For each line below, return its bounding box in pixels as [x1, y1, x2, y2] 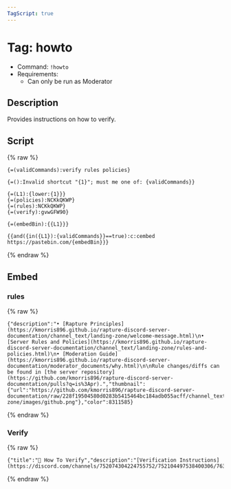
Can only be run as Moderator [27, 77, 113, 85]
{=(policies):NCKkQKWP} [7, 197, 76, 204]
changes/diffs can [167, 362, 220, 369]
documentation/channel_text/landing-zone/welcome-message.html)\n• [7, 332, 205, 339]
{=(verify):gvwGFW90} [7, 209, 69, 216]
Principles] [90, 320, 125, 327]
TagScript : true [7, 10, 54, 17]
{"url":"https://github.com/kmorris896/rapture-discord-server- [7, 387, 195, 393]
